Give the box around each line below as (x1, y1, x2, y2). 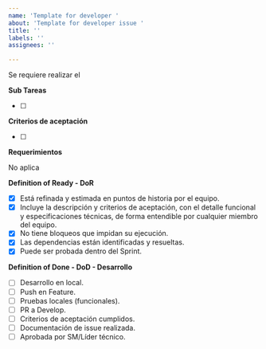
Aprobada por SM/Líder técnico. (19, 331, 126, 341)
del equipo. (19, 220, 57, 229)
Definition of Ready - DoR (8, 178, 94, 188)
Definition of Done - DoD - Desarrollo (8, 262, 133, 272)
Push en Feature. (19, 287, 76, 296)
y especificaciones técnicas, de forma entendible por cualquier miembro (19, 212, 259, 222)
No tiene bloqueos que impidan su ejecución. (19, 229, 169, 238)
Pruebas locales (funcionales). (19, 296, 120, 305)
